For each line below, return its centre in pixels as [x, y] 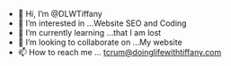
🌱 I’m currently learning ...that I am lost [89, 33]
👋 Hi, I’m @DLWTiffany [60, 14]
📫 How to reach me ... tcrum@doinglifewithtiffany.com [120, 52]
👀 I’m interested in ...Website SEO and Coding [102, 23]
